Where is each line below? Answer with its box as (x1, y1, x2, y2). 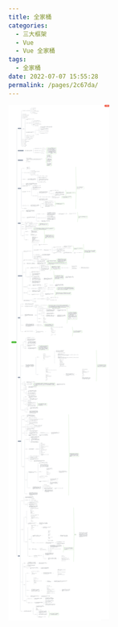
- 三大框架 (15, 30, 47, 38)
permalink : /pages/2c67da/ (8, 81, 99, 89)
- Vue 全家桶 (15, 47, 55, 56)
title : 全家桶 (8, 13, 52, 21)
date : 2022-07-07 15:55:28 (8, 73, 99, 81)
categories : (8, 21, 48, 30)
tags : (8, 56, 26, 64)
